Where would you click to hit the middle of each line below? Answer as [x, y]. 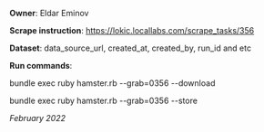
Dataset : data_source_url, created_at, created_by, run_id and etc [131, 48]
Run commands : [41, 66]
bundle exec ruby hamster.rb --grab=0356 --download [112, 83]
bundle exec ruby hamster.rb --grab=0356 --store [104, 100]
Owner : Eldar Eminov [49, 13]
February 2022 [38, 118]
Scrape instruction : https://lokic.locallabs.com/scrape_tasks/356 [132, 30]
